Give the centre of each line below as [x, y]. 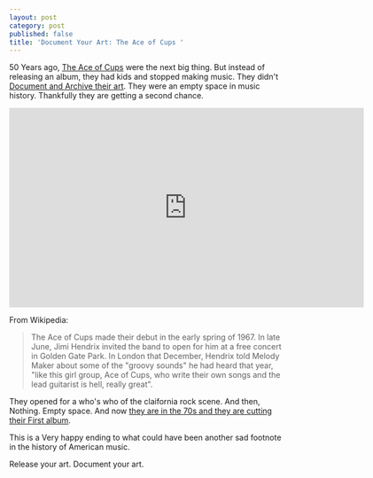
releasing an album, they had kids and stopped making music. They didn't [144, 77]
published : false [41, 34]
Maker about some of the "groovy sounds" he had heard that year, [152, 365]
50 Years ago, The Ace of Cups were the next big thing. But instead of [137, 67]
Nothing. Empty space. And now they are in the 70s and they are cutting [141, 411]
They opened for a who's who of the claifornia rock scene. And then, [135, 402]
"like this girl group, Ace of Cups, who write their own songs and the [155, 375]
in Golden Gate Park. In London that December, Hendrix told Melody [155, 357]
